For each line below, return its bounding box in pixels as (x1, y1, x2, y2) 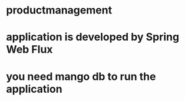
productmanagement (6, 4, 113, 17)
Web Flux (6, 43, 53, 56)
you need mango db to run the (6, 70, 156, 83)
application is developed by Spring (6, 31, 180, 44)
